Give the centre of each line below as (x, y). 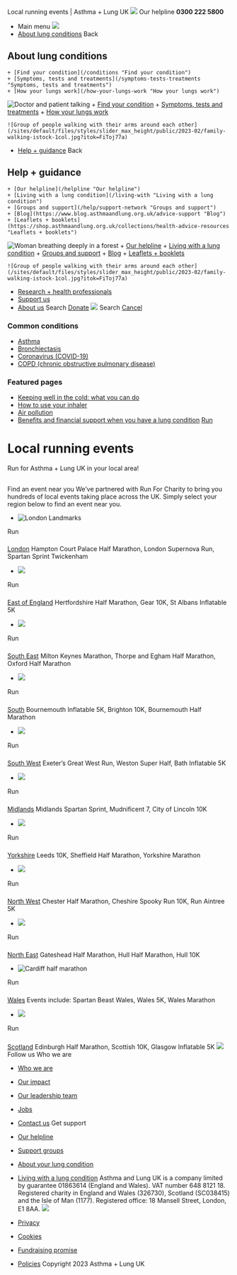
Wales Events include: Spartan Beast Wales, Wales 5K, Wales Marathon (111, 999)
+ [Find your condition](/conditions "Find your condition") (99, 72)
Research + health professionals (65, 291)
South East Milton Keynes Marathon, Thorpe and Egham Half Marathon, (111, 656)
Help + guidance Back (50, 150)
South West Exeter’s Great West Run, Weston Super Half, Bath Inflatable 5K (117, 763)
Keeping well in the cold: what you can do (79, 397)
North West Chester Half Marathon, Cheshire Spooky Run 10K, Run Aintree (116, 901)
